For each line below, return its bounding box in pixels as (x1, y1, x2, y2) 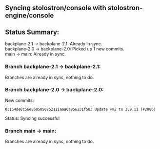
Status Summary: (5, 28, 60, 36)
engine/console (5, 12, 54, 20)
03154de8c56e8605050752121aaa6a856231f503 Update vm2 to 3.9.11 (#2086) (5, 107, 156, 112)
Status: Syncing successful (5, 115, 60, 121)
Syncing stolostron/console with (5, 4, 106, 12)
